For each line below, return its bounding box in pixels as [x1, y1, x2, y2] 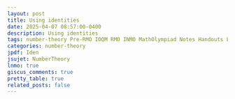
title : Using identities [7, 17, 80, 24]
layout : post [7, 10, 45, 17]
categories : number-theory [7, 43, 86, 49]
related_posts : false [7, 82, 71, 89]
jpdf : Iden [7, 49, 39, 56]
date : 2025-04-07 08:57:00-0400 [7, 23, 101, 30]
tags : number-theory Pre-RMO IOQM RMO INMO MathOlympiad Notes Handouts [7, 36, 224, 43]
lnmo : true [7, 62, 39, 69]
